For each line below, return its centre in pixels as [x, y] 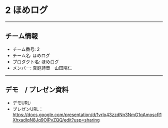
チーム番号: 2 [26, 49]
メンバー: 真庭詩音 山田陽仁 [42, 68]
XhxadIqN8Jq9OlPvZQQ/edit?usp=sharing [56, 120]
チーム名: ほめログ [31, 55]
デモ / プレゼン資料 [37, 90]
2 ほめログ [27, 10]
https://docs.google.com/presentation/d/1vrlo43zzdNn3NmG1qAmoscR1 [87, 115]
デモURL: [22, 103]
